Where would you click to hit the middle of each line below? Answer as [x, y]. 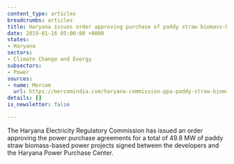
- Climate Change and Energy [49, 59]
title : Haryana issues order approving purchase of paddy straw [102, 27]
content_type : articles [42, 14]
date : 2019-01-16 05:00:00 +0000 [56, 33]
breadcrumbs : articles [40, 20]
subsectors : [24, 66]
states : [18, 40]
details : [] [24, 98]
